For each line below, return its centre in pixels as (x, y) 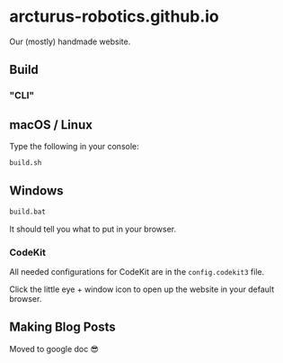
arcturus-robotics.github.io (115, 17)
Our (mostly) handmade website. (70, 41)
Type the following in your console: (74, 147)
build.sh (26, 163)
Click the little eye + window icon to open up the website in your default (142, 289)
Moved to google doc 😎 (54, 349)
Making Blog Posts (63, 327)
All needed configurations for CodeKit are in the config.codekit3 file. (137, 271)
